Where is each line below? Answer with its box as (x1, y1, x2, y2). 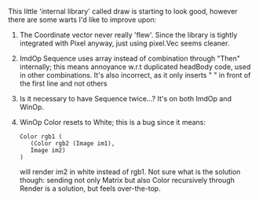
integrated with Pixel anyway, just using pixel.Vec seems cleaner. (19, 38, 230, 48)
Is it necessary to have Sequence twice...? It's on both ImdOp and (19, 94, 232, 103)
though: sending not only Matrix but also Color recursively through (19, 176, 235, 185)
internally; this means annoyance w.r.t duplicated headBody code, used (19, 62, 251, 71)
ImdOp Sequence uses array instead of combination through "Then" (19, 54, 241, 63)
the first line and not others (19, 79, 108, 88)
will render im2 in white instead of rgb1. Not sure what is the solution (19, 167, 241, 176)
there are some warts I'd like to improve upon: (8, 15, 157, 24)
